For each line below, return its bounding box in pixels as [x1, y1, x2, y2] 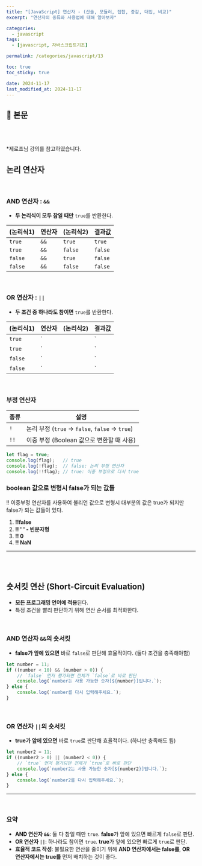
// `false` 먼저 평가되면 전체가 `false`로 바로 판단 [17, 672, 137, 679]
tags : [6, 37, 20, 43]
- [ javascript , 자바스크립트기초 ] [11, 42, 88, 48]
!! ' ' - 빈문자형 [14, 526, 50, 533]
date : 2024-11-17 [6, 80, 50, 86]
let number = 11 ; [6, 661, 50, 667]
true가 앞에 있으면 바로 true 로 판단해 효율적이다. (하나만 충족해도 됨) [14, 737, 176, 744]
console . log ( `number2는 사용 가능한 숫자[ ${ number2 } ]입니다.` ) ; [17, 766, 168, 772]
